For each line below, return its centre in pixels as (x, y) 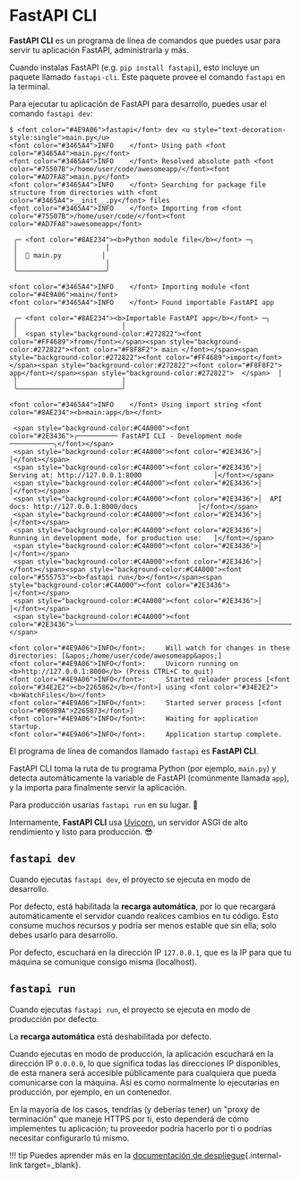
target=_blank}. (52, 1165)
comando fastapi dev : (51, 113)
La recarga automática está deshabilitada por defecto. (111, 1036)
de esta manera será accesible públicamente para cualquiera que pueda (143, 1072)
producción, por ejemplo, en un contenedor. (90, 1092)
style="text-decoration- (240, 130)
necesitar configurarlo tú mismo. (69, 1138)
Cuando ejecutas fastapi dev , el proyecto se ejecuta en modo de (130, 879)
